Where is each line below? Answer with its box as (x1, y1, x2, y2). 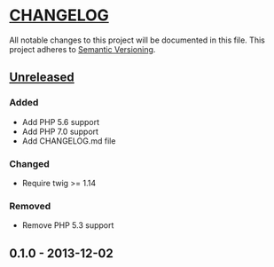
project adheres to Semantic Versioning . (9, 43, 156, 54)
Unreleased (9, 70, 75, 85)
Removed (9, 200, 51, 212)
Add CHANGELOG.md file (21, 135, 116, 146)
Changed (9, 157, 51, 169)
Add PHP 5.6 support (21, 116, 100, 127)
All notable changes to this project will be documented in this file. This (9, 35, 266, 45)
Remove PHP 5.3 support (21, 220, 114, 231)
